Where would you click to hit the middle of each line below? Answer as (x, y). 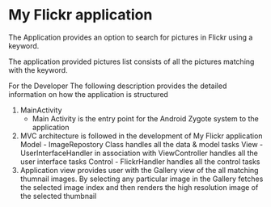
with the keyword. (38, 70)
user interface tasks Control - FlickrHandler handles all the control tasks (140, 161)
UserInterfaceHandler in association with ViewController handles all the (139, 153)
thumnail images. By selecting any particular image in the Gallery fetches (142, 179)
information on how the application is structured (88, 94)
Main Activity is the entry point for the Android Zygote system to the (145, 118)
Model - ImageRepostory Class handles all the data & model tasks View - (142, 144)
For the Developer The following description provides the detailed (118, 86)
